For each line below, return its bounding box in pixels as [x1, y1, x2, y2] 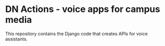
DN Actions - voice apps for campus [5, 3, 160, 15]
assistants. [5, 36, 28, 42]
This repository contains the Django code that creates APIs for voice [5, 30, 148, 36]
